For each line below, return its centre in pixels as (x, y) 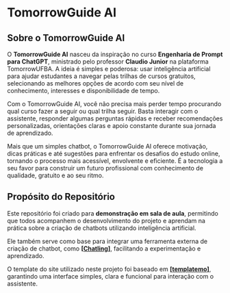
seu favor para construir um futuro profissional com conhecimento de (105, 168)
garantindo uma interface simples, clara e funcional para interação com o (111, 276)
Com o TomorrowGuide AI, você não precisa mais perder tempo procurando (114, 104)
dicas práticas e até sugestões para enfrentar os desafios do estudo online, (114, 153)
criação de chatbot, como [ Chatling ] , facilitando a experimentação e (104, 249)
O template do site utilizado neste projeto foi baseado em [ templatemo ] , (109, 269)
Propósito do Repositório (61, 197)
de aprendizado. (30, 133)
